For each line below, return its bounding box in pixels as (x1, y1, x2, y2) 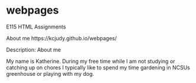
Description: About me (6, 46, 61, 53)
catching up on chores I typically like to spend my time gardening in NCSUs (6, 63, 191, 71)
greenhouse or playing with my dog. (6, 70, 95, 77)
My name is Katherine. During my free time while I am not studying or (6, 58, 176, 65)
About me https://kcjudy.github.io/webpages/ (6, 34, 117, 41)
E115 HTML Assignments (6, 23, 66, 30)
